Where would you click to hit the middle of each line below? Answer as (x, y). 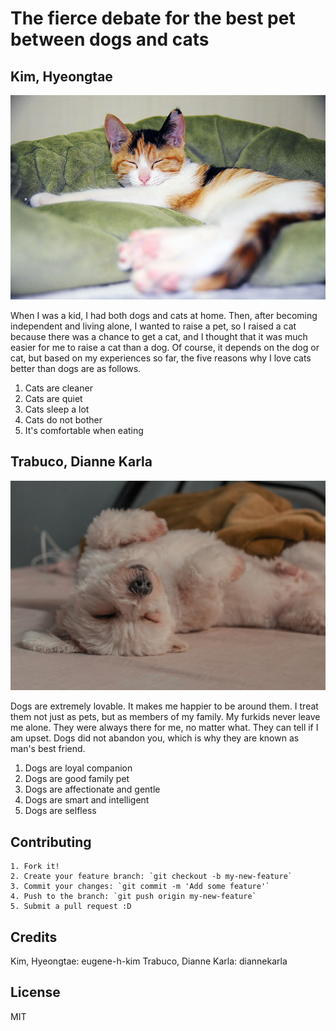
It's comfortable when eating (84, 430)
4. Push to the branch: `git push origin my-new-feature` (133, 897)
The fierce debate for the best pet (153, 18)
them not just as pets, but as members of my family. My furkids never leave (165, 717)
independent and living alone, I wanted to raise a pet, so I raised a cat (153, 326)
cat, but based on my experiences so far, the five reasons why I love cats (161, 358)
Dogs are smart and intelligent (87, 800)
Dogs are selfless (60, 811)
